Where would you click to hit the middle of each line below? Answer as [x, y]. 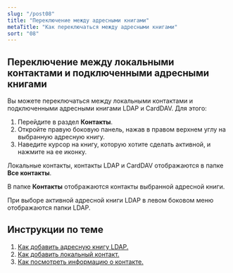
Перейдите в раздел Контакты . [65, 122]
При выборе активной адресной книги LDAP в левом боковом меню [111, 201]
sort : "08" [23, 33]
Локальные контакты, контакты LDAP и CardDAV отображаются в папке [115, 165]
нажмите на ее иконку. [52, 152]
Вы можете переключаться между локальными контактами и [100, 101]
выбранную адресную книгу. [61, 137]
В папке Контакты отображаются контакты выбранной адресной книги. [116, 186]
